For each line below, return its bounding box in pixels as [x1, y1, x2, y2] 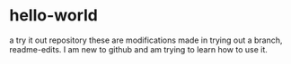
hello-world [9, 5, 99, 26]
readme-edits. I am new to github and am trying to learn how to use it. [9, 44, 268, 54]
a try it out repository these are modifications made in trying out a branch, [9, 35, 283, 45]
